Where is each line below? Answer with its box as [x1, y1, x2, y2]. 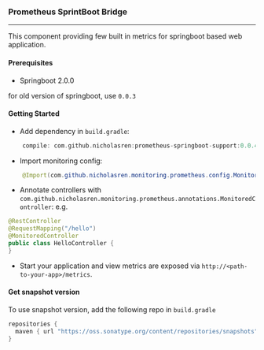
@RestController [8, 218, 61, 225]
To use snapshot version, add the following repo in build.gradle [8, 305, 216, 315]
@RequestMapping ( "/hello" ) [8, 225, 97, 233]
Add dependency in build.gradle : [19, 126, 130, 136]
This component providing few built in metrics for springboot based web [8, 32, 243, 41]
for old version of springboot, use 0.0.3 [8, 91, 136, 100]
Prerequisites [8, 58, 53, 67]
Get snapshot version [8, 287, 80, 297]
